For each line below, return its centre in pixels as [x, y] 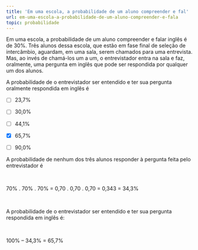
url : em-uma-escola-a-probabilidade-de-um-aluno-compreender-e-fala [92, 17]
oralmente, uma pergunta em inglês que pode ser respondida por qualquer [97, 64]
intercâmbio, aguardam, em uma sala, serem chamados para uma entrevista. [99, 52]
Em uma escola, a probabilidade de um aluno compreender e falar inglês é [97, 40]
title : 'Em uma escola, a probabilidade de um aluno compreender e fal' [98, 12]
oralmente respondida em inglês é [48, 89]
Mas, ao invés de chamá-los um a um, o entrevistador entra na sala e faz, [95, 58]
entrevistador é [25, 165]
